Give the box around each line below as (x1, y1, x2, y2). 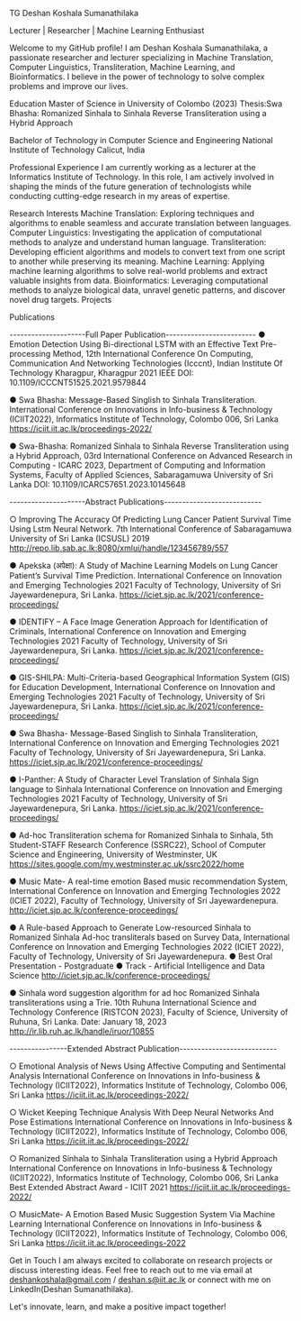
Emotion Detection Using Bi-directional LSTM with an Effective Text (9, 339, 259, 350)
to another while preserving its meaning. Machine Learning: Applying (9, 256, 265, 267)
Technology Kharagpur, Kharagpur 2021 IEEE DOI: (9, 368, 195, 378)
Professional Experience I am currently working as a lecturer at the (9, 162, 256, 172)
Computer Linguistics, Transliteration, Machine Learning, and (9, 62, 235, 72)
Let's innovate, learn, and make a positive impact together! (9, 1301, 226, 1312)
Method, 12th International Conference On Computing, (52, 349, 253, 359)
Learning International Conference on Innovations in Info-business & (9, 1218, 262, 1229)
